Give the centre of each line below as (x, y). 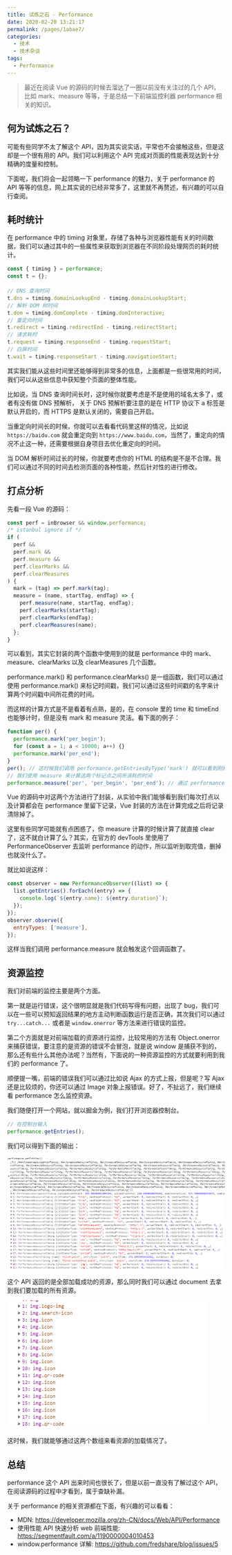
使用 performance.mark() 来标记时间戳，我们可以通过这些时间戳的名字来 (110, 686)
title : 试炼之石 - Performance (50, 15)
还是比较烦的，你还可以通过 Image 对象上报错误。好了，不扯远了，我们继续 (115, 1087)
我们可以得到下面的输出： (43, 1146)
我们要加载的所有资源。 (46, 1290)
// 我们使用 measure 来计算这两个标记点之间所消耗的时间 (80, 776)
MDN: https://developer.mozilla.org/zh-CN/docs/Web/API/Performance (118, 1520)
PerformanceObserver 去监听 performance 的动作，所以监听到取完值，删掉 (115, 846)
